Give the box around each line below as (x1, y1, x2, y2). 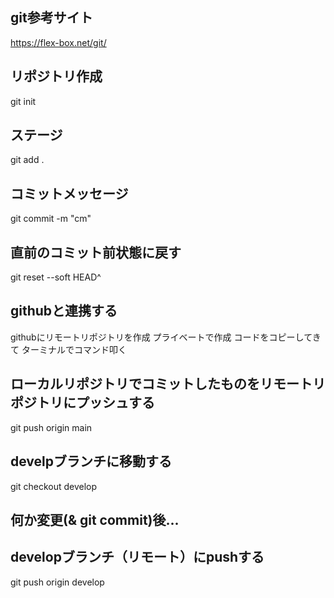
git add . (10, 154, 45, 166)
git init (10, 95, 37, 107)
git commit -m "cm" (10, 213, 92, 225)
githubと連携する (10, 303, 118, 320)
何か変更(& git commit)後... (10, 511, 180, 528)
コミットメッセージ (10, 185, 129, 202)
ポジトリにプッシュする (10, 394, 155, 412)
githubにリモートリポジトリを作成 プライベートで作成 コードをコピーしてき (10, 331, 322, 343)
